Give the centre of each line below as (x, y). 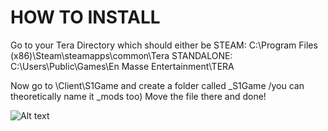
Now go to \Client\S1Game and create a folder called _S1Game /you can (157, 85)
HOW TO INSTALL (85, 17)
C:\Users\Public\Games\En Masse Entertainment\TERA (122, 66)
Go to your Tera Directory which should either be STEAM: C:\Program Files (164, 45)
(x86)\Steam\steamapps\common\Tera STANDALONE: (121, 55)
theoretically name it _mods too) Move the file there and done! (138, 96)
